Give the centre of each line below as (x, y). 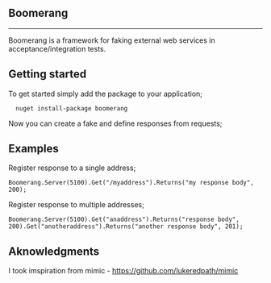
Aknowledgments (54, 251)
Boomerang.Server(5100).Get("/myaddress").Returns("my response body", (131, 183)
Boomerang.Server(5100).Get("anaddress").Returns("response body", (124, 220)
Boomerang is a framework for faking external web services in (112, 40)
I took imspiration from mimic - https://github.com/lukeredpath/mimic (123, 271)
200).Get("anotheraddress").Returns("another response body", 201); (126, 227)
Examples (33, 149)
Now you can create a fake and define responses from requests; (115, 123)
